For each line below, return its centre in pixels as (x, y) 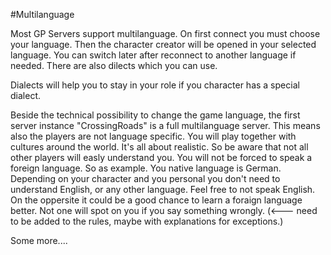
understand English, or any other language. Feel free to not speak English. (163, 189)
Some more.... (39, 240)
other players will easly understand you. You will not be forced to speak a (161, 157)
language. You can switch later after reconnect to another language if (153, 55)
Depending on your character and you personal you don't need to (145, 178)
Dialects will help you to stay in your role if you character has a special (155, 85)
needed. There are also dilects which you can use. (114, 65)
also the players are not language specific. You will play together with (153, 136)
